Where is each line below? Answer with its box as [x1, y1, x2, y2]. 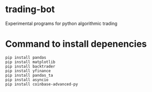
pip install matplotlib [5, 59, 56, 65]
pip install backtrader [5, 64, 56, 69]
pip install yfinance [5, 68, 51, 73]
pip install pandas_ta [5, 73, 53, 78]
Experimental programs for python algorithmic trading [5, 20, 118, 26]
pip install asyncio [5, 77, 49, 82]
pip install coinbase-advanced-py [5, 81, 79, 87]
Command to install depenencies [5, 38, 147, 50]
